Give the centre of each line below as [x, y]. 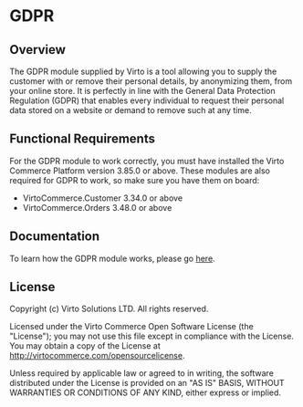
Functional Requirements [82, 139]
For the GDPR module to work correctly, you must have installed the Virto [147, 161]
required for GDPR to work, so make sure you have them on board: [135, 180]
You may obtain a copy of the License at [85, 346]
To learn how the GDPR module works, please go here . [113, 258]
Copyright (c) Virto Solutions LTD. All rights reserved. [109, 309]
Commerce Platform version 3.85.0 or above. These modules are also [140, 171]
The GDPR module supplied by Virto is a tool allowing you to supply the [143, 71]
